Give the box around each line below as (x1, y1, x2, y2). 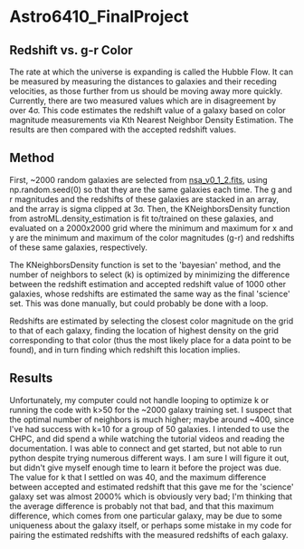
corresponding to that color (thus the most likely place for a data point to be (9, 334, 292, 345)
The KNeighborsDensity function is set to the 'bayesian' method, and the (9, 259, 281, 270)
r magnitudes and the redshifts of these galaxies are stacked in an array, (9, 193, 279, 205)
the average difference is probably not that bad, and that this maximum (9, 500, 274, 511)
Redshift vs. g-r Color (9, 43, 133, 58)
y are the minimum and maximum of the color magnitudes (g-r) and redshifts (9, 232, 295, 243)
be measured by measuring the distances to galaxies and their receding (9, 76, 278, 87)
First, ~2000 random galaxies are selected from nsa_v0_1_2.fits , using (9, 174, 269, 185)
